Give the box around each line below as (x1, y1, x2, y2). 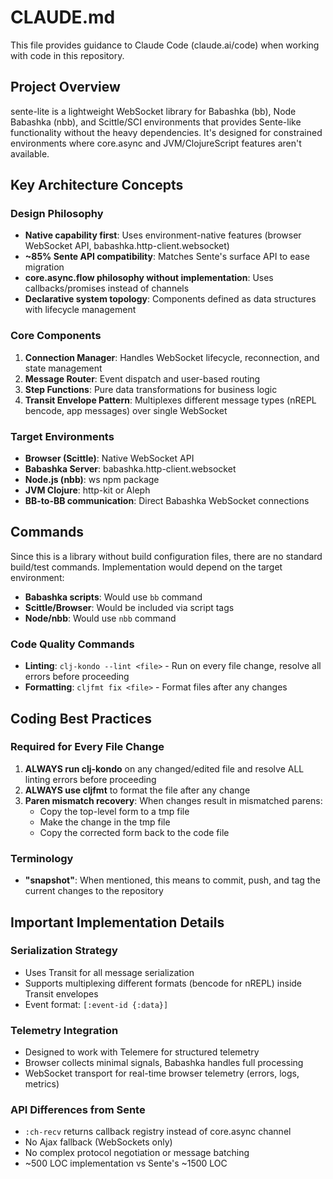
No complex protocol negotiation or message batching (24, 1147, 250, 1159)
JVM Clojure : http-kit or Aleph (24, 484, 151, 496)
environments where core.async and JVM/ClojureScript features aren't (10, 137, 302, 149)
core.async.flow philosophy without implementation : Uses (24, 272, 274, 284)
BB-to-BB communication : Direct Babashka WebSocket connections (24, 495, 310, 507)
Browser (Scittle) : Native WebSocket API (24, 452, 195, 465)
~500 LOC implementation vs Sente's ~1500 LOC (24, 1157, 228, 1170)
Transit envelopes (24, 987, 99, 1000)
